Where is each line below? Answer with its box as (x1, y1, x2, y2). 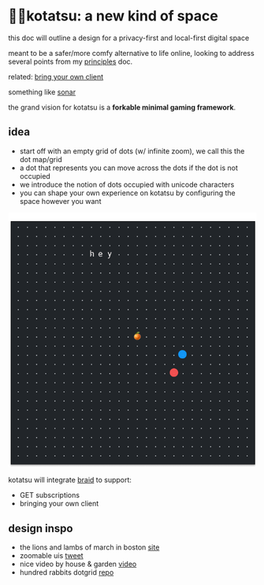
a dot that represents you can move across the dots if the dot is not (19, 163, 238, 172)
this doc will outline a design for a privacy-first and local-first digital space (8, 33, 250, 43)
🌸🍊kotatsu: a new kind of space (8, 7, 218, 25)
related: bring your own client (8, 72, 104, 81)
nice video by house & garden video (19, 559, 137, 569)
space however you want (19, 196, 102, 205)
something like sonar (8, 87, 76, 97)
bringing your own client (19, 499, 99, 509)
